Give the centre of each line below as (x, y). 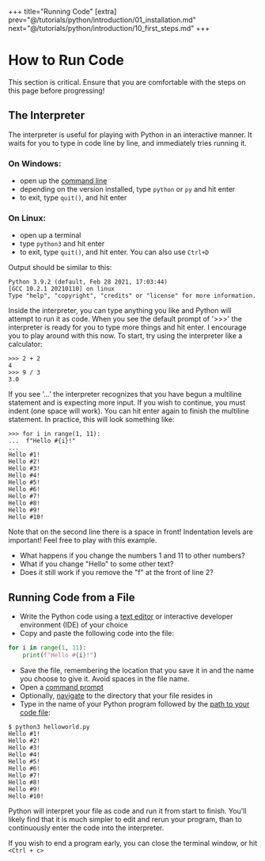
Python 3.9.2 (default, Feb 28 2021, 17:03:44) (88, 282)
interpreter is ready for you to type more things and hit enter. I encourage (127, 327)
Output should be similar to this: (60, 268)
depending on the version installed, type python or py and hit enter (127, 189)
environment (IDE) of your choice (74, 625)
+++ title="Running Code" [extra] (62, 11)
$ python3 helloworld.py (49, 727)
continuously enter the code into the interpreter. (86, 828)
